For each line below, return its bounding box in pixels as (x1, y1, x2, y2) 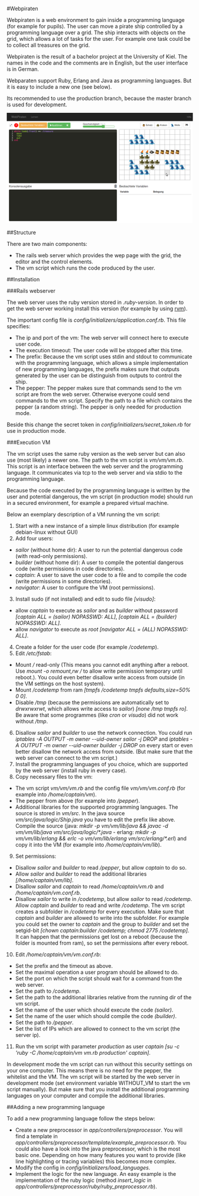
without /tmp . (15, 718, 48, 725)
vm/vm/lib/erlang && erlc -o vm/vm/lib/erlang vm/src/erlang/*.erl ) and (15, 835, 187, 842)
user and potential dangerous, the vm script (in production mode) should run (6, 493, 193, 500)
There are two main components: (6, 241, 87, 248)
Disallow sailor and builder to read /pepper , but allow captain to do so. (15, 864, 187, 871)
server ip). (15, 1032, 41, 1039)
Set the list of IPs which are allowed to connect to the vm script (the (15, 1025, 181, 1032)
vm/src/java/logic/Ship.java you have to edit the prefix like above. (15, 816, 176, 824)
